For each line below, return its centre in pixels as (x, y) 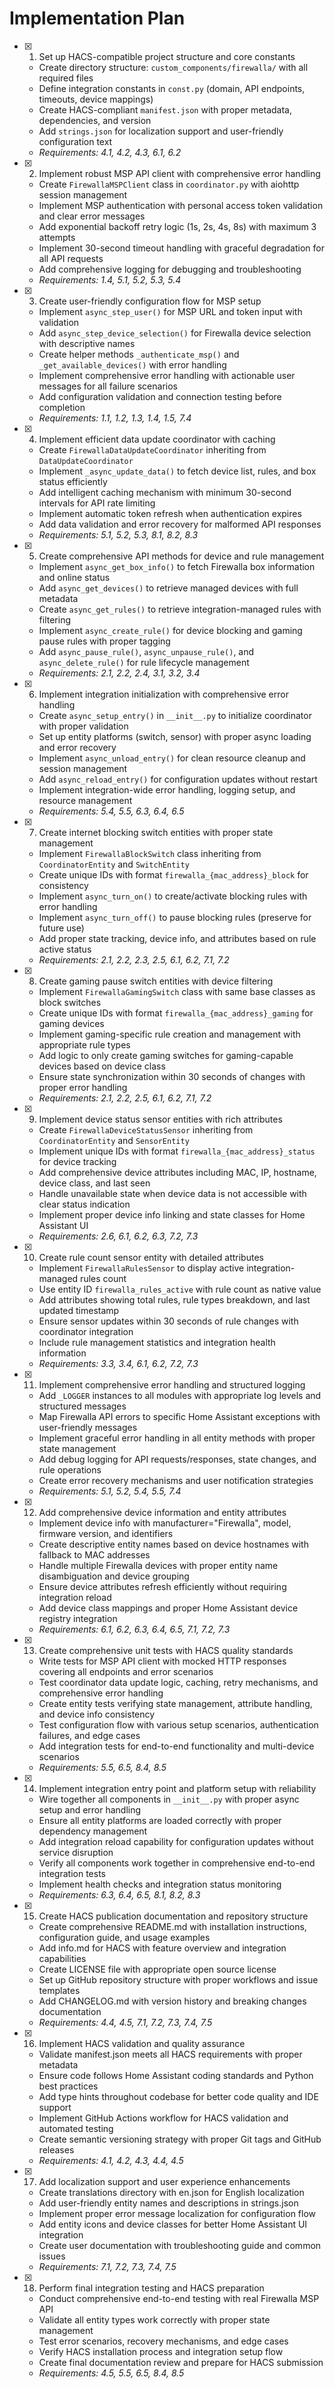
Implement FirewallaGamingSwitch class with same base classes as (177, 991)
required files (66, 78)
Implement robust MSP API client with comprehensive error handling (179, 173)
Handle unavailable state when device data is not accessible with (172, 1193)
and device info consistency (97, 1714)
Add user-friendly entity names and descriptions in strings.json (168, 2203)
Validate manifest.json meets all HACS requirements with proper (170, 2054)
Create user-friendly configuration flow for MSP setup (150, 301)
